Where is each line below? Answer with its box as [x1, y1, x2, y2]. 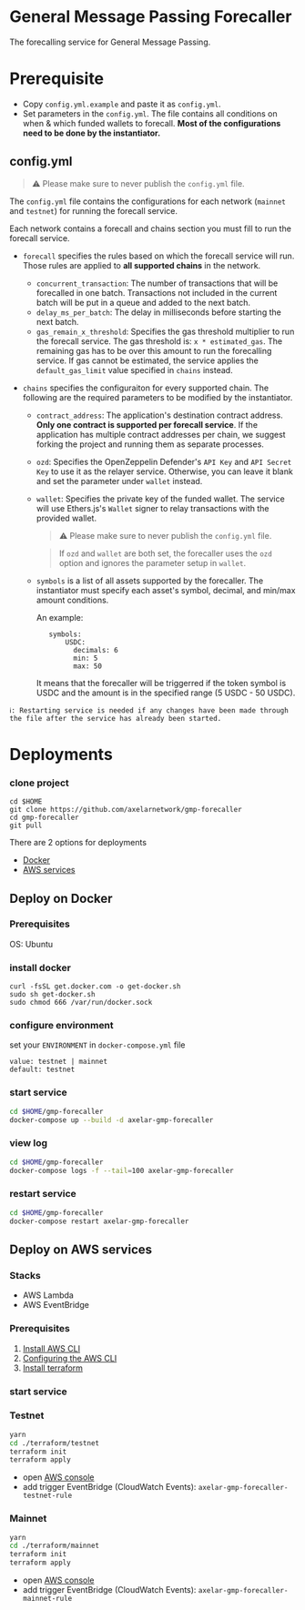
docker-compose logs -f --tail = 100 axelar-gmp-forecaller [9, 1166, 234, 1175]
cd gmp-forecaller [9, 813, 79, 823]
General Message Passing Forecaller [9, 6, 292, 27]
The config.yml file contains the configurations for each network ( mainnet [9, 196, 287, 207]
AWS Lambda [22, 1290, 75, 1301]
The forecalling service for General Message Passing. [9, 36, 211, 47]
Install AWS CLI [22, 1342, 80, 1353]
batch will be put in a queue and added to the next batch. [36, 297, 251, 308]
